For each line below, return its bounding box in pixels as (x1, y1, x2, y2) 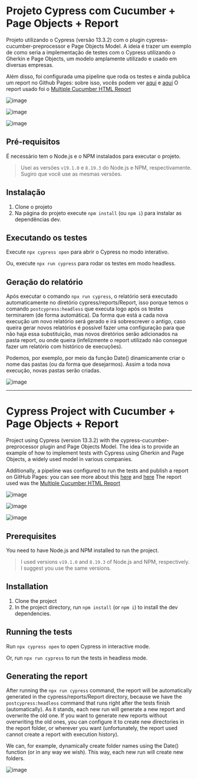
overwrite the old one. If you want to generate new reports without (6, 712, 167, 719)
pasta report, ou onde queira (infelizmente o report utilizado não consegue (6, 337, 187, 344)
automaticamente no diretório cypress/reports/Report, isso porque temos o (6, 299, 189, 306)
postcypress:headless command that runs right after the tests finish (6, 699, 170, 707)
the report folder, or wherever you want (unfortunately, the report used (6, 725, 178, 732)
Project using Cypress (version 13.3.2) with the (6, 437, 120, 444)
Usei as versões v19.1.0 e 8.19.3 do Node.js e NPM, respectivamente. (20, 164, 192, 171)
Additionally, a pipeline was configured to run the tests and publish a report (6, 467, 189, 474)
